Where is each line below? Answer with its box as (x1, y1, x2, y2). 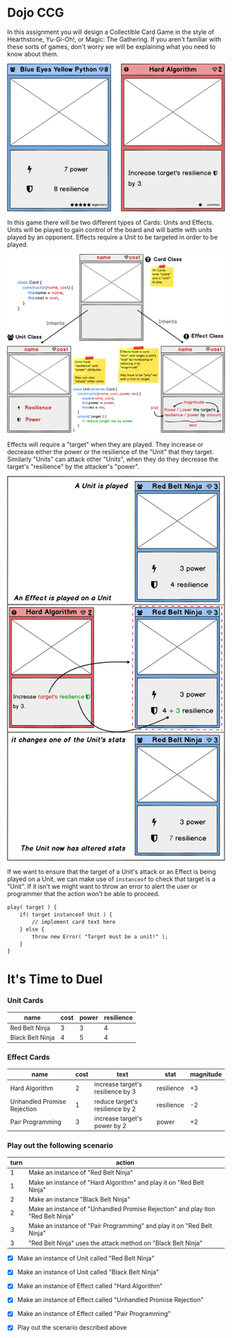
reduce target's (94, 1097, 138, 1105)
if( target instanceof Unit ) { (19, 911, 113, 918)
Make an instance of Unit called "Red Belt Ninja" (17, 1254, 155, 1263)
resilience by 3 (94, 1087, 136, 1096)
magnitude (189, 1070, 222, 1078)
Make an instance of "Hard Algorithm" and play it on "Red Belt (28, 1178, 204, 1186)
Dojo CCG (7, 5, 64, 21)
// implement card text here (32, 918, 116, 925)
